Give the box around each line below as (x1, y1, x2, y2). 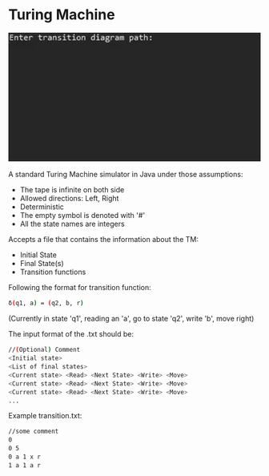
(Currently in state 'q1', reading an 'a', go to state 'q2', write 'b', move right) (8, 314, 255, 324)
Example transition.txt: (8, 411, 82, 421)
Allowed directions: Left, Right (19, 194, 119, 204)
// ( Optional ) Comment (8, 346, 81, 354)
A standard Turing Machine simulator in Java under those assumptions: (8, 170, 243, 180)
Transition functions (19, 267, 86, 277)
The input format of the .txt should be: (8, 329, 134, 339)
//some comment (8, 427, 59, 436)
